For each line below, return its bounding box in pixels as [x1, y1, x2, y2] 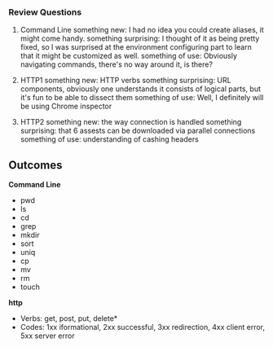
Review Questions [8, 7, 82, 18]
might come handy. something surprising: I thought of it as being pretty [20, 33, 260, 43]
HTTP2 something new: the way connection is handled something [20, 117, 242, 127]
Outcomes [8, 158, 63, 172]
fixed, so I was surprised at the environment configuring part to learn [20, 42, 253, 52]
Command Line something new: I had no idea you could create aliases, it [20, 25, 265, 35]
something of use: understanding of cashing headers [20, 134, 200, 144]
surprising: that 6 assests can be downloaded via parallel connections [20, 125, 256, 136]
